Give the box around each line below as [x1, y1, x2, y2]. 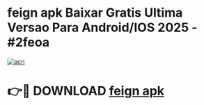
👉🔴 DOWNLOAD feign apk [7, 83, 165, 99]
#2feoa [7, 35, 50, 50]
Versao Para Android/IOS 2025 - [7, 19, 198, 35]
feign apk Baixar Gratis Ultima [7, 5, 183, 21]
